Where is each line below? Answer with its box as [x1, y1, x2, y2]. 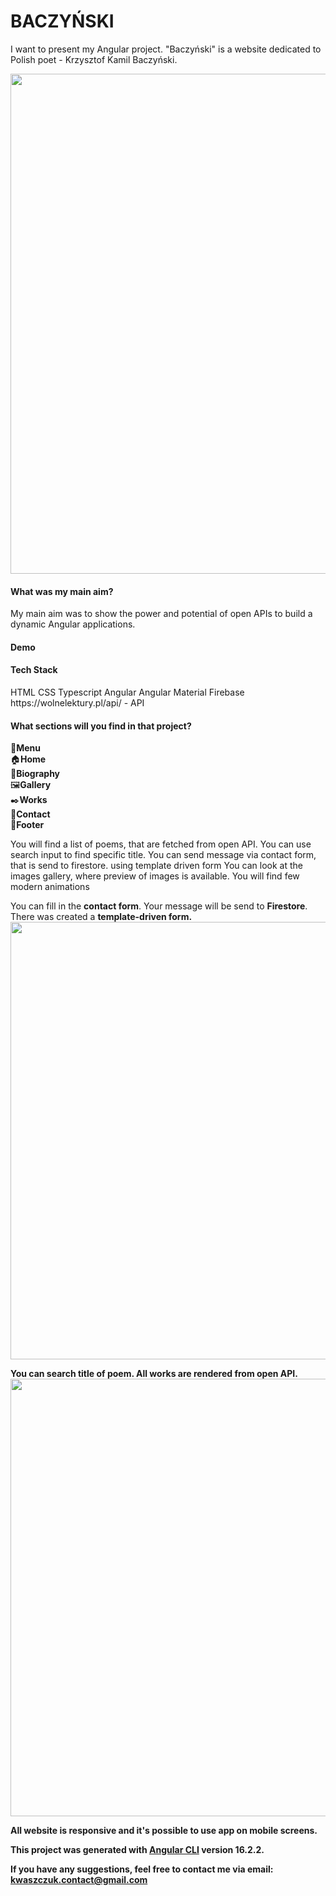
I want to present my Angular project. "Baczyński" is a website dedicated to [10, 43, 322, 55]
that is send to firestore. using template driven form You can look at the [10, 860, 303, 872]
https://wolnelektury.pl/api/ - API [10, 696, 145, 709]
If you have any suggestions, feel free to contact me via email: [10, 1863, 274, 1875]
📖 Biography [10, 768, 61, 780]
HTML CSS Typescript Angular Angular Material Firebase [10, 686, 245, 698]
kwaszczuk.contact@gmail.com [10, 1874, 148, 1886]
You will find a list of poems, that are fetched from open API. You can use [10, 838, 312, 850]
